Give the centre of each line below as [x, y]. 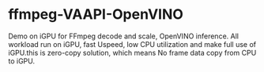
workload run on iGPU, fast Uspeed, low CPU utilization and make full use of [132, 44]
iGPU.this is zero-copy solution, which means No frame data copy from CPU [132, 52]
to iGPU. [22, 61]
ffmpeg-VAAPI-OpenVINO [96, 14]
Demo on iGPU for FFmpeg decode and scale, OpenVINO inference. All [124, 36]
